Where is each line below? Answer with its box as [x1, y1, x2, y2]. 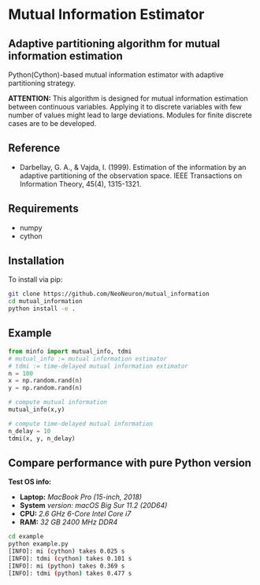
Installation [8, 254, 65, 268]
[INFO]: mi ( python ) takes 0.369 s [8, 561, 125, 570]
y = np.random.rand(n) [8, 384, 83, 392]
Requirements [8, 202, 79, 216]
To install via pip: [8, 275, 63, 284]
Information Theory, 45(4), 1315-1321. [19, 179, 142, 188]
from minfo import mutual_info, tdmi [8, 347, 132, 355]
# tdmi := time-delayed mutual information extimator [8, 362, 189, 370]
